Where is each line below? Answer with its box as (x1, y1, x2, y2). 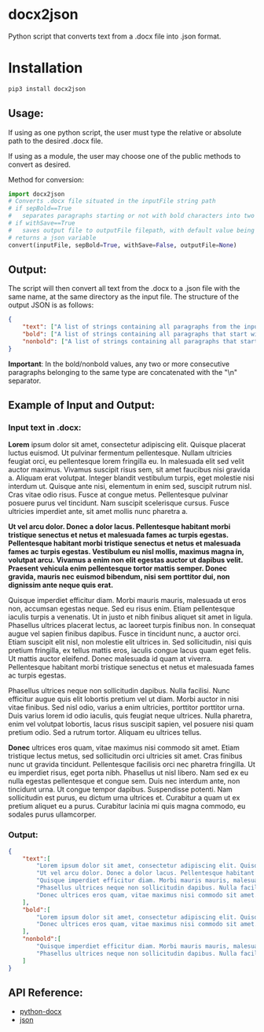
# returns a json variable (8, 233, 97, 241)
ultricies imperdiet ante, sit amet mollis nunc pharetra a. (8, 507, 189, 516)
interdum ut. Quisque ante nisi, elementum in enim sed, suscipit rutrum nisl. (8, 482, 252, 491)
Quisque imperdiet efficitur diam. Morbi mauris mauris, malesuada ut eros (8, 596, 247, 605)
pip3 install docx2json (8, 85, 86, 93)
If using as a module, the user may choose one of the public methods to (8, 151, 241, 160)
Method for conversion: (8, 174, 84, 184)
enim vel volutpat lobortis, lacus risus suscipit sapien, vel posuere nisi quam (8, 719, 254, 729)
